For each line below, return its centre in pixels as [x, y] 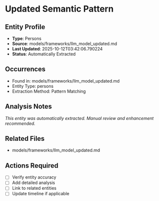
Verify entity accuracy [34, 177]
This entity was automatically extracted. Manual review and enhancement [79, 118]
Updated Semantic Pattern [59, 9]
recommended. [20, 123]
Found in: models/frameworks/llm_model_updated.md [66, 81]
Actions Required [32, 165]
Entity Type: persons [33, 86]
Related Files [25, 139]
